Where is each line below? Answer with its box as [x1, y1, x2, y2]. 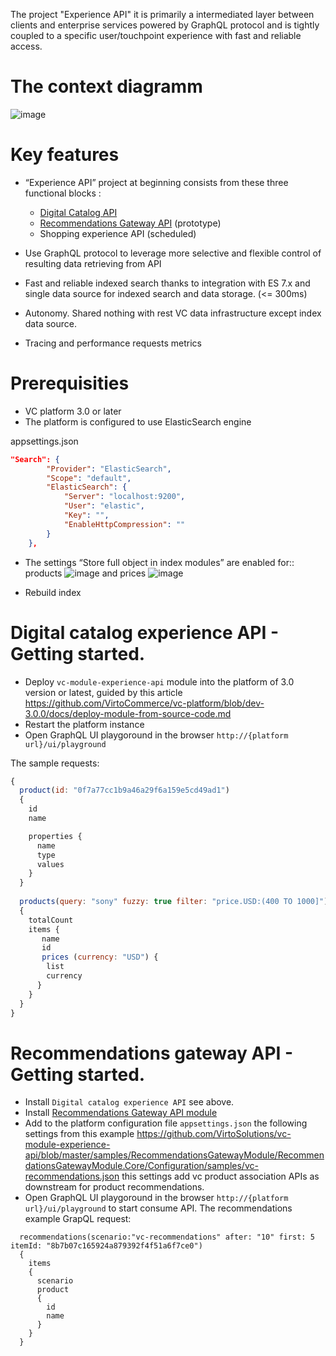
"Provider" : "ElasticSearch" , [46, 464, 172, 474]
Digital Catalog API [39, 206, 118, 218]
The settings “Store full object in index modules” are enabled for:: [24, 556, 295, 568]
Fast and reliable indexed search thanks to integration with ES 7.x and [24, 277, 311, 289]
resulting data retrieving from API [24, 257, 162, 269]
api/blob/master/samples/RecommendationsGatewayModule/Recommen [24, 1149, 325, 1161]
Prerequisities [10, 372, 130, 395]
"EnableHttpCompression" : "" [63, 519, 186, 529]
